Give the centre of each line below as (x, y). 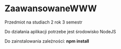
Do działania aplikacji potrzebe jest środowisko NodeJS (60, 31)
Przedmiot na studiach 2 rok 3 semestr (43, 22)
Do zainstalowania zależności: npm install (47, 41)
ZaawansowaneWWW (51, 9)
